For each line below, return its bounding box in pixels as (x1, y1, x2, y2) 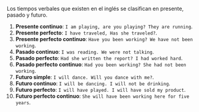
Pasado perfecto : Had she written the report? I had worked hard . (15, 55, 183, 61)
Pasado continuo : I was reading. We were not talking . (15, 48, 154, 55)
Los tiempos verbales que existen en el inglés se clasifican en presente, (7, 5, 184, 12)
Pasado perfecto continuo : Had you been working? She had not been (15, 61, 186, 68)
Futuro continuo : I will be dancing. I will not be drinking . (15, 80, 171, 87)
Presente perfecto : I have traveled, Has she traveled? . (15, 29, 158, 36)
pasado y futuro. (7, 11, 48, 18)
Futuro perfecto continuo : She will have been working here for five (15, 92, 190, 99)
